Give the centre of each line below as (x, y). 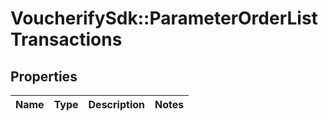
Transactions (66, 39)
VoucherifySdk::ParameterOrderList (164, 18)
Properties (44, 76)
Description (116, 104)
